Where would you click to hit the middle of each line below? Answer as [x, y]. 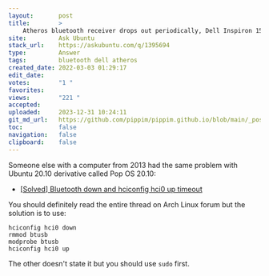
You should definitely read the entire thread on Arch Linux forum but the [127, 204]
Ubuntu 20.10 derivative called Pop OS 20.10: [82, 174]
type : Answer [44, 53]
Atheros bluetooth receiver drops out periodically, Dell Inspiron [137, 30]
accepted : [25, 105]
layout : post [41, 16]
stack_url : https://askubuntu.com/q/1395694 [89, 46]
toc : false [43, 127]
